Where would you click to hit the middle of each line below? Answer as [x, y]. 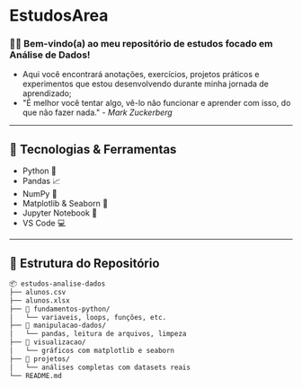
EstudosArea [59, 16]
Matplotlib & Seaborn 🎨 [65, 204]
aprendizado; [47, 93]
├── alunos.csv [38, 292]
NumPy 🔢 [40, 194]
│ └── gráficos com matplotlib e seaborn [92, 351]
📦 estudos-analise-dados [58, 284]
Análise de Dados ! [50, 55]
